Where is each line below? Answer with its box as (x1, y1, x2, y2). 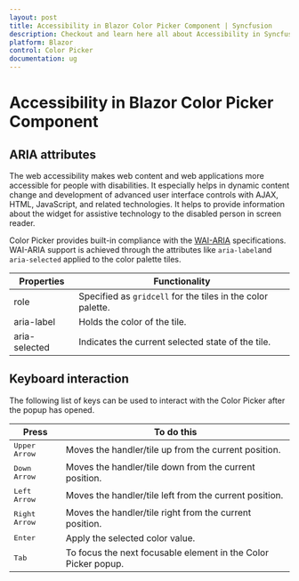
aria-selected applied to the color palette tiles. (9, 254, 182, 264)
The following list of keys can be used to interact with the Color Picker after (9, 395, 286, 406)
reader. (9, 218, 36, 228)
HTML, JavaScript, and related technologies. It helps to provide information (9, 199, 285, 209)
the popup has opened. (9, 404, 95, 415)
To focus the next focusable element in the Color (65, 546, 270, 559)
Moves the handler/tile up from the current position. (65, 443, 281, 456)
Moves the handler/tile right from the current (65, 506, 252, 519)
